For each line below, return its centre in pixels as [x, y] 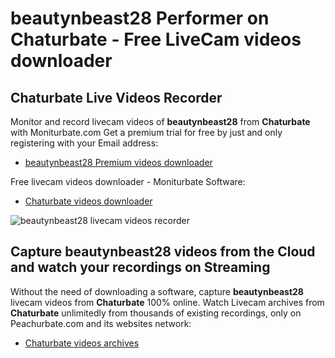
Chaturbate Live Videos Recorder [116, 97]
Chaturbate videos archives [82, 343]
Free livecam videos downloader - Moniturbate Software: [128, 181]
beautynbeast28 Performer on [140, 18]
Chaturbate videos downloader [88, 201]
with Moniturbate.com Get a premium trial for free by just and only [146, 132]
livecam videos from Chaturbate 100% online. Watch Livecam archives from [167, 302]
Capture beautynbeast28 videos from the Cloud [163, 252]
